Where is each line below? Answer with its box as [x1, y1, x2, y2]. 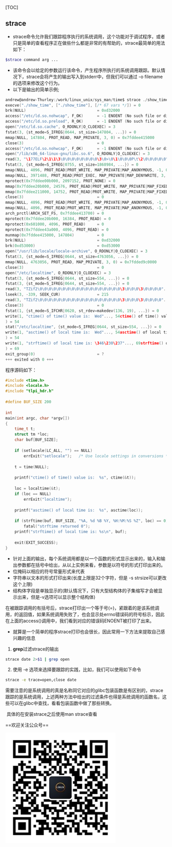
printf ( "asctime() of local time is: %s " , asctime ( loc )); [14, 507, 143, 513]
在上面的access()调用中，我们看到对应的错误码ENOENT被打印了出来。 [5, 618, 155, 624]
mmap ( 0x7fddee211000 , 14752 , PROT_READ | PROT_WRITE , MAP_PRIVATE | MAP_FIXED [5, 189, 168, 194]
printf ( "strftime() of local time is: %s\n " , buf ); [14, 529, 127, 535]
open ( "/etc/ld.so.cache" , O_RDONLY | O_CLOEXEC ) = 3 [5, 124, 116, 130]
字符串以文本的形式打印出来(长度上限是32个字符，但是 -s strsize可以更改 [12, 575, 167, 581]
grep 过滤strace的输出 [12, 646, 59, 652]
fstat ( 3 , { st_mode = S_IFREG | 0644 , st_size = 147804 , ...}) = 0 [5, 129, 137, 135]
